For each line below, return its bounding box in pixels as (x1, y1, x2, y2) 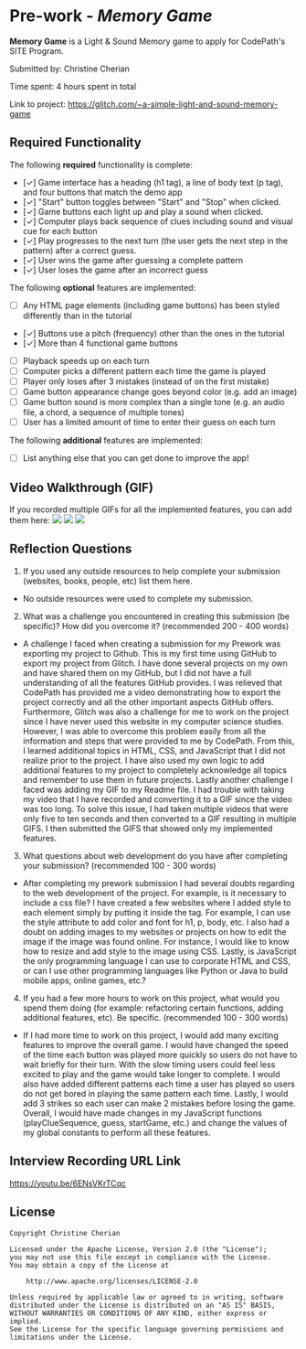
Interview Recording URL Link (9, 1153, 181, 1169)
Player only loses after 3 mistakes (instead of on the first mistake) (22, 376, 269, 387)
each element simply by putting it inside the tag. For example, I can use (22, 906, 291, 917)
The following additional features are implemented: (9, 435, 203, 446)
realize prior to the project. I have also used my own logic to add (22, 755, 265, 766)
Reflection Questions (9, 541, 132, 557)
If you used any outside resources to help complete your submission (22, 565, 280, 576)
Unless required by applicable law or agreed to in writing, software (9, 1292, 284, 1301)
